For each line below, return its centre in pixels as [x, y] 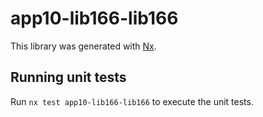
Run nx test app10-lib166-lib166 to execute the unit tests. [132, 101]
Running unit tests [68, 77]
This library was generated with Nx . [83, 46]
